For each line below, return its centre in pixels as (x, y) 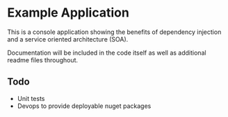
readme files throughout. (43, 60)
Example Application (68, 13)
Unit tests (31, 98)
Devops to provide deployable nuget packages (84, 106)
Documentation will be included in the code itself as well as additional (107, 53)
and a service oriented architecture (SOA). (68, 39)
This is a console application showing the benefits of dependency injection (114, 32)
